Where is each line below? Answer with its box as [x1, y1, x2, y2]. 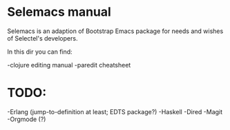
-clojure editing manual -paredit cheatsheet [7, 61, 131, 69]
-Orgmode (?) [7, 115, 46, 123]
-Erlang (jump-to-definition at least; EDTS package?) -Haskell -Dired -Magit [7, 107, 223, 116]
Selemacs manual [7, 4, 112, 20]
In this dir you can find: [7, 47, 73, 56]
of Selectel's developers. [7, 34, 78, 42]
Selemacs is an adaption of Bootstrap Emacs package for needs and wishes [7, 27, 224, 35]
